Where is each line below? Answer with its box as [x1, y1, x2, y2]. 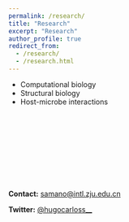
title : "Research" [8, 20, 71, 28]
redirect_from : [8, 42, 60, 50]
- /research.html [15, 58, 75, 66]
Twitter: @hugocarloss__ [8, 204, 92, 214]
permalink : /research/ [8, 11, 85, 20]
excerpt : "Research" [8, 27, 79, 35]
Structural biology [19, 88, 80, 98]
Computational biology [19, 79, 97, 89]
